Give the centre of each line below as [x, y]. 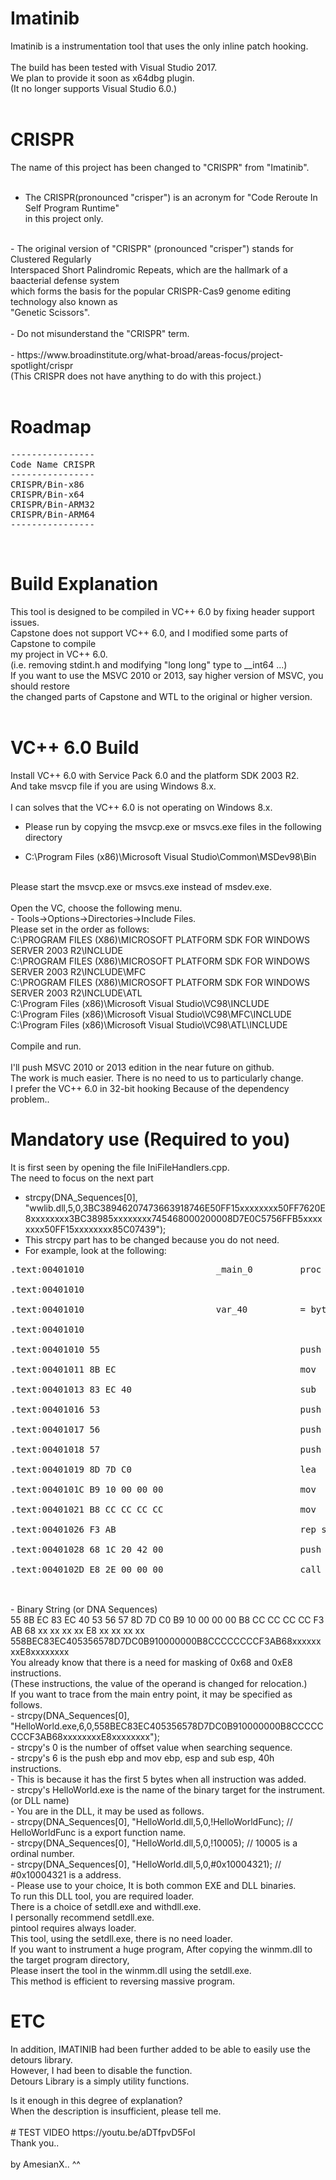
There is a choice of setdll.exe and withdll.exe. [106, 1906]
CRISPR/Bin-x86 [47, 484]
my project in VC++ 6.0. [59, 654]
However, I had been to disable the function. [101, 2070]
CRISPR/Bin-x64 [47, 494]
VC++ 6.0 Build [75, 747]
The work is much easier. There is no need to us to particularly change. [157, 1078]
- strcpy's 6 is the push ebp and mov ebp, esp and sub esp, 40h [142, 1758]
